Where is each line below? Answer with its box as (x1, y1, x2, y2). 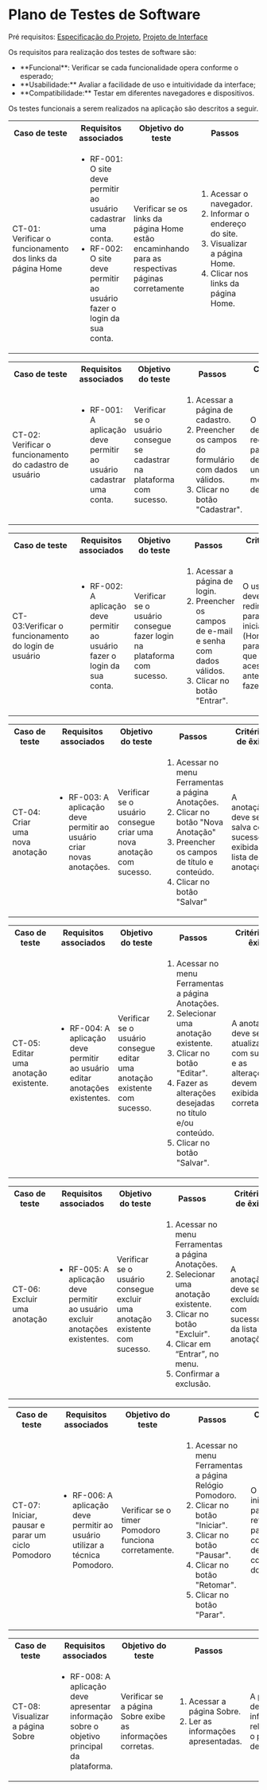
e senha (195, 635, 226, 646)
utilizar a (72, 1539, 105, 1550)
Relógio (195, 1479, 224, 1490)
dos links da (12, 253, 57, 264)
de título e (176, 856, 214, 868)
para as (133, 253, 161, 264)
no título (176, 1107, 207, 1118)
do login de (12, 640, 54, 651)
